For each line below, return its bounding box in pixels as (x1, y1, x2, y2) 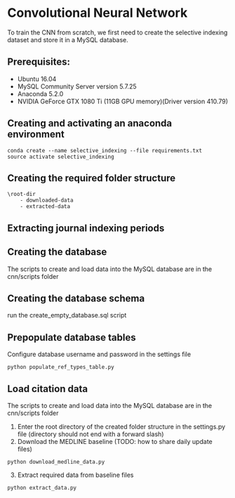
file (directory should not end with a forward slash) (17, 430, 164, 438)
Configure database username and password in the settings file (7, 350, 192, 359)
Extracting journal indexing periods (7, 222, 165, 234)
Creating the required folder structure (7, 172, 176, 184)
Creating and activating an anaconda (7, 117, 173, 129)
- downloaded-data (20, 197, 74, 204)
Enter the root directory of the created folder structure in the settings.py (17, 423, 226, 431)
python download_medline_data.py (7, 459, 105, 466)
